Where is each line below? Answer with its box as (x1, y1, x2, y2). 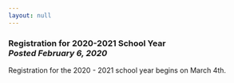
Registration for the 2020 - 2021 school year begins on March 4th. (8, 65, 226, 75)
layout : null (8, 11, 52, 20)
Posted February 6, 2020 (8, 47, 108, 58)
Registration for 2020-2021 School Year (8, 37, 166, 48)
